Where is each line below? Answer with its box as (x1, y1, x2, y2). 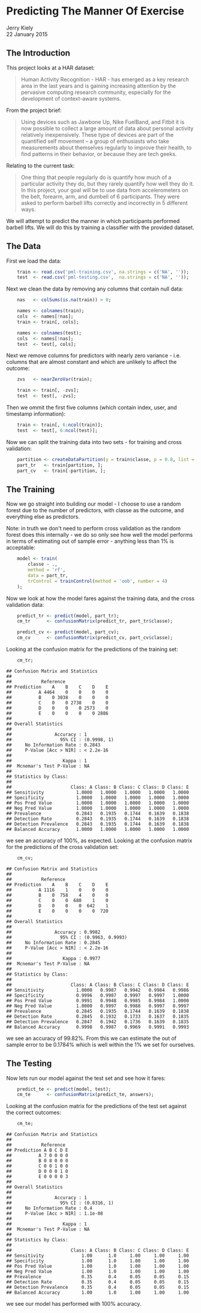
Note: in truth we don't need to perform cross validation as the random (6, 525, 181, 532)
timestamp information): (6, 410, 66, 418)
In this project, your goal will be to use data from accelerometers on (20, 186, 189, 193)
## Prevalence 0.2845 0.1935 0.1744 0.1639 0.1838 (6, 1008, 189, 1014)
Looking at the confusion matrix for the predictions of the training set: (6, 646, 178, 653)
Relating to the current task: (6, 161, 75, 169)
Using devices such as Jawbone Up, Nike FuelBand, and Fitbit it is (20, 118, 185, 125)
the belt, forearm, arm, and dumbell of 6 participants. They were (20, 193, 180, 200)
